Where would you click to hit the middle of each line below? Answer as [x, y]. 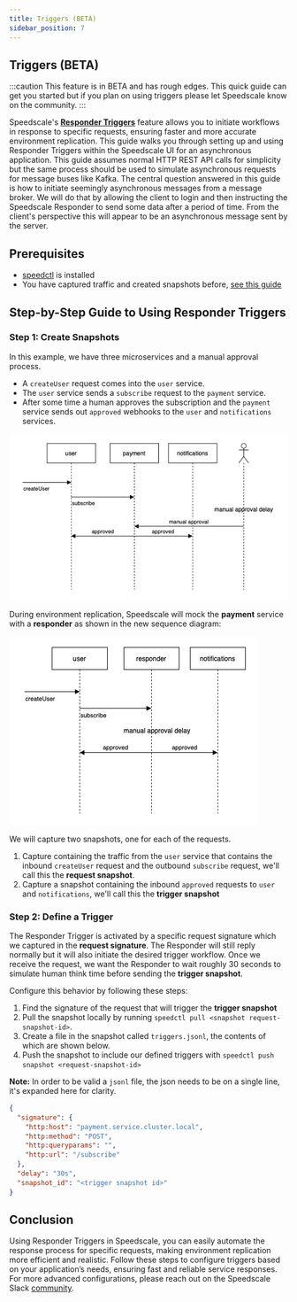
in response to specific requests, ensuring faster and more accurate [133, 132]
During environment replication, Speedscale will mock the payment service [147, 614]
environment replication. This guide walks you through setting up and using [147, 141]
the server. [29, 226]
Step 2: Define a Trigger [61, 917]
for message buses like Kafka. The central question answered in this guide [145, 179]
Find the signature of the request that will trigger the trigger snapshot [149, 1007]
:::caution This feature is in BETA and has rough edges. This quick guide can [148, 86]
